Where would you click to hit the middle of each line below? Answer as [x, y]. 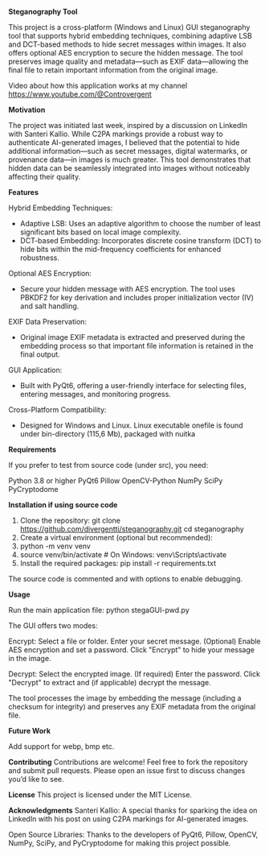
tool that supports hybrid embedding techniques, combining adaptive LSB [130, 36]
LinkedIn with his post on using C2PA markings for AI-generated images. [128, 819]
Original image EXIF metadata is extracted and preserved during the [132, 337]
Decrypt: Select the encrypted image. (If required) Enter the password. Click [134, 674]
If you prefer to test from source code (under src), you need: [108, 465]
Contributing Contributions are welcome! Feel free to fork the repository [128, 762]
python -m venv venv [55, 546]
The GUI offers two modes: [53, 626]
